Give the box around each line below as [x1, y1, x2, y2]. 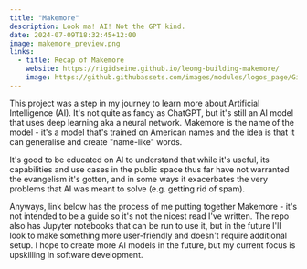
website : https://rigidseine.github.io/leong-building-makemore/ [26, 65, 281, 74]
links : [9, 47, 35, 57]
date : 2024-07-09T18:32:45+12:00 [9, 30, 137, 39]
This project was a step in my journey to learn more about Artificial [9, 98, 260, 109]
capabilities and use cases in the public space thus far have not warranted [9, 163, 290, 174]
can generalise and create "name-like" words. [9, 136, 183, 147]
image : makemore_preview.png [9, 38, 121, 48]
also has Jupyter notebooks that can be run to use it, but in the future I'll [9, 220, 281, 231]
